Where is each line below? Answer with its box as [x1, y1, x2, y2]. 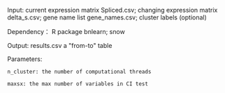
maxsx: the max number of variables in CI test [7, 81, 149, 87]
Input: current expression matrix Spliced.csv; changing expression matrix [7, 6, 218, 14]
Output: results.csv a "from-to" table [7, 42, 112, 49]
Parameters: [7, 55, 43, 63]
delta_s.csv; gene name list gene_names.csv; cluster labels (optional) [7, 13, 208, 22]
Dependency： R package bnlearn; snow [7, 28, 126, 35]
